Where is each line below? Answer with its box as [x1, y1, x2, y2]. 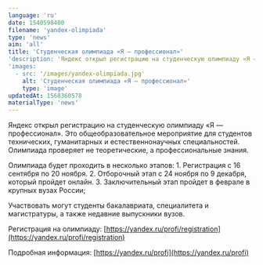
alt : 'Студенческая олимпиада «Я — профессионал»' [22, 77, 191, 85]
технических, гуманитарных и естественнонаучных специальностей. [8, 137, 240, 147]
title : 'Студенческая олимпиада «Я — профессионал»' [8, 48, 184, 56]
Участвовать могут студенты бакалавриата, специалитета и [8, 201, 209, 210]
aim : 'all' [8, 41, 44, 49]
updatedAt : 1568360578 [8, 92, 82, 100]
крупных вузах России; [8, 186, 86, 195]
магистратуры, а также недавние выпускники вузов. [8, 209, 186, 219]
